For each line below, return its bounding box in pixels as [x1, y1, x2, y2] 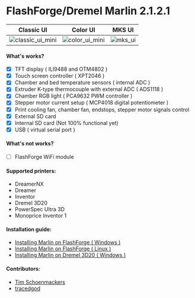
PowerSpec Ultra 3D [14, 206, 65, 213]
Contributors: [6, 265, 40, 272]
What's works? [6, 52, 44, 59]
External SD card [14, 112, 56, 120]
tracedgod [14, 284, 40, 292]
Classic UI [18, 26, 47, 34]
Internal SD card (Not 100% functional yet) [14, 119, 119, 126]
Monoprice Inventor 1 [14, 212, 67, 219]
